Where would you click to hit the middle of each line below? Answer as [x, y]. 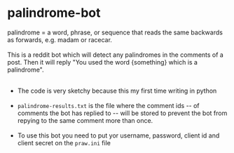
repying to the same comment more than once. [85, 120]
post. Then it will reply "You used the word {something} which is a [103, 62]
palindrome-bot [54, 13]
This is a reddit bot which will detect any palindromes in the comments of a [116, 55]
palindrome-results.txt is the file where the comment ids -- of [108, 105]
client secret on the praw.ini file [64, 142]
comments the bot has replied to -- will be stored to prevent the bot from [122, 113]
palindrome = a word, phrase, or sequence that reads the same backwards [115, 32]
